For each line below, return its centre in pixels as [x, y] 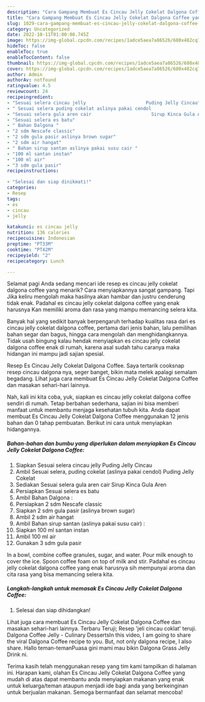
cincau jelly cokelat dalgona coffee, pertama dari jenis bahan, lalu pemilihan [102, 328]
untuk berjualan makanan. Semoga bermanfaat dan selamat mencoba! [95, 692]
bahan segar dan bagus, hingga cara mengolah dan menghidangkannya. [98, 335]
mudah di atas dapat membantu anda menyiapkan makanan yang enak [96, 679]
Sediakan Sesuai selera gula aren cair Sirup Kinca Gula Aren [91, 485]
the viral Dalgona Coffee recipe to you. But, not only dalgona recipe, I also [99, 642]
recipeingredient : [30, 97]
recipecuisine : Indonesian [41, 239]
